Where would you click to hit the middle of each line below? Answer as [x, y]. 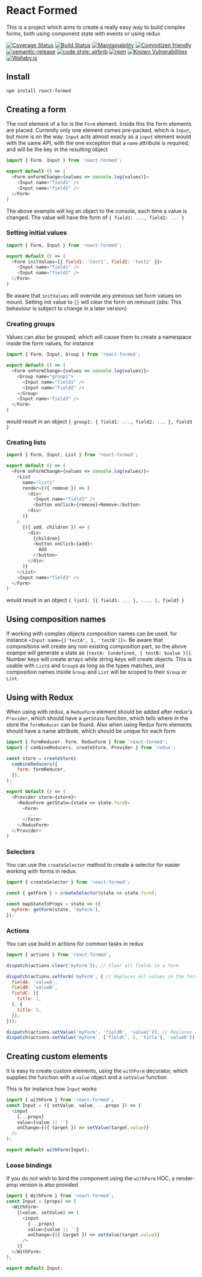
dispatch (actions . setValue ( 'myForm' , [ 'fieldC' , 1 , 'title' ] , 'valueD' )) [101, 1038]
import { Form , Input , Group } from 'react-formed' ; [74, 355]
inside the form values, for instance [50, 343]
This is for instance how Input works [52, 1089]
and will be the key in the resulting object [57, 149]
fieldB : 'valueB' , [35, 988]
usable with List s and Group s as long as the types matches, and [85, 666]
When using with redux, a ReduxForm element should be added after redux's [99, 712]
